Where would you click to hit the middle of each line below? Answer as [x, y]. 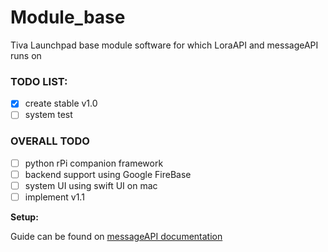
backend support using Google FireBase [108, 174]
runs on [26, 55]
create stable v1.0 [61, 103]
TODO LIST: [39, 81]
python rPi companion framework [94, 163]
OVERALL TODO [50, 141]
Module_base [68, 17]
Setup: [24, 217]
